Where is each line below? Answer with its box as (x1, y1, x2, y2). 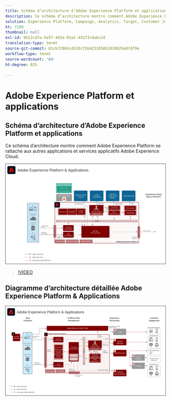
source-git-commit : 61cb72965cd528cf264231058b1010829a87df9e (5, 46, 140, 51)
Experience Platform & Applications (5, 292, 120, 300)
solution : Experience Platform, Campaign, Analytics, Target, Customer (5, 19, 160, 24)
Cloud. (5, 154, 19, 160)
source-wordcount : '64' (5, 57, 56, 62)
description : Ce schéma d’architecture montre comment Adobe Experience (5, 13, 162, 19)
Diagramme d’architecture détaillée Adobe (5, 284, 143, 293)
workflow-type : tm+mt (5, 51, 51, 56)
